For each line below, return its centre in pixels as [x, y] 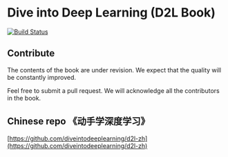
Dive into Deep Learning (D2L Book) [112, 13]
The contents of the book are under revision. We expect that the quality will [114, 70]
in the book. [24, 98]
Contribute [31, 53]
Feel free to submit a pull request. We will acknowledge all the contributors [113, 90]
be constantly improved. [42, 77]
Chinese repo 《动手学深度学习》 [78, 122]
